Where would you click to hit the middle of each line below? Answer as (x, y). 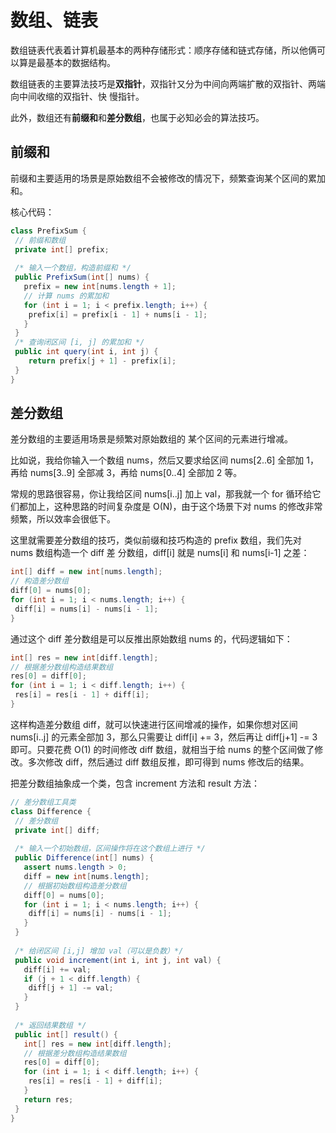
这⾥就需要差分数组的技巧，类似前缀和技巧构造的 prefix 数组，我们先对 (156, 540)
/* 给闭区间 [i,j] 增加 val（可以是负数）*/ (99, 951)
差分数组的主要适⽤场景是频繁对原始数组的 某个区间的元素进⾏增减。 (151, 439)
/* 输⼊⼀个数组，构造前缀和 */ (73, 268)
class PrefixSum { (48, 231)
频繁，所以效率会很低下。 (63, 519)
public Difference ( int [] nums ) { (84, 858)
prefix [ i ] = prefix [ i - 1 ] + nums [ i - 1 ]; (118, 314)
